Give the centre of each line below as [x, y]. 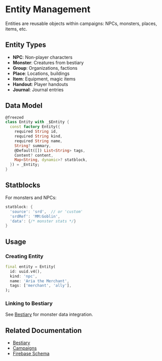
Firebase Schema [31, 354]
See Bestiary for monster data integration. [49, 315]
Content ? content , [34, 155]
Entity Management [48, 9]
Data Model [24, 106]
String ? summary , [33, 146]
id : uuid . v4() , [26, 271]
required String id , [36, 132]
